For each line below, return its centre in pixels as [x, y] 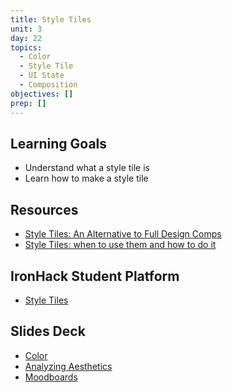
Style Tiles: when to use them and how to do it [120, 245]
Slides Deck [48, 331]
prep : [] [28, 103]
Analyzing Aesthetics [68, 366]
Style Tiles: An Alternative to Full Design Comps [123, 234]
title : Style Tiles [51, 19]
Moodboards [51, 377]
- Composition [48, 85]
